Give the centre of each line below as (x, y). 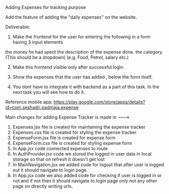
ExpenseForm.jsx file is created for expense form (64, 138)
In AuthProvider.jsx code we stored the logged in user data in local (82, 154)
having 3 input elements (38, 42)
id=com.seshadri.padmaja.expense (42, 107)
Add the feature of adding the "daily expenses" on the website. (71, 17)
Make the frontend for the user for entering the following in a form (81, 37)
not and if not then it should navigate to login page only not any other (85, 181)
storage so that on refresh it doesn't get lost (59, 159)
